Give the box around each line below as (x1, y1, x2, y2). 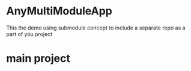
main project (6, 52, 70, 66)
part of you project (6, 30, 53, 37)
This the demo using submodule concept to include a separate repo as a (6, 24, 186, 31)
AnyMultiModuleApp (6, 4, 113, 18)
